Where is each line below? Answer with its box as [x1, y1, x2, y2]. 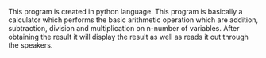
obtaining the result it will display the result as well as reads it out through [8, 32, 249, 41]
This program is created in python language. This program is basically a [8, 7, 243, 16]
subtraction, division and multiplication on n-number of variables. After [8, 24, 240, 33]
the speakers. [8, 41, 53, 50]
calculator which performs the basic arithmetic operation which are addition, [8, 15, 259, 25]
